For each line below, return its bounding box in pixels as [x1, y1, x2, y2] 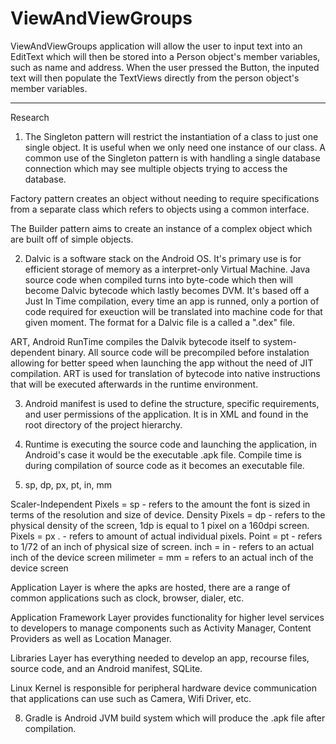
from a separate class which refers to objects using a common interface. [10, 203, 310, 215]
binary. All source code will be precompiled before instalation [57, 346, 310, 358]
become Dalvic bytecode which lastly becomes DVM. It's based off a [24, 284, 310, 296]
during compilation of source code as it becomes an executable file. [24, 459, 305, 471]
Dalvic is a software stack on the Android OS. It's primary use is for [24, 252, 302, 264]
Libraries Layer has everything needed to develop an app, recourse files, [10, 652, 310, 664]
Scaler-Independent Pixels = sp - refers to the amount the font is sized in [10, 498, 311, 510]
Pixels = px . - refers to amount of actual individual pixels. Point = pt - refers [10, 530, 323, 542]
